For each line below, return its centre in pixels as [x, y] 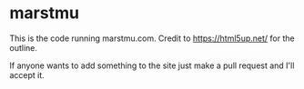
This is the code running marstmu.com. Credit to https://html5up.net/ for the [152, 38]
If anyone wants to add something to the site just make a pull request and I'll [152, 65]
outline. [24, 47]
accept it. [27, 74]
